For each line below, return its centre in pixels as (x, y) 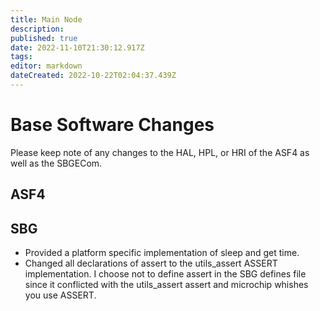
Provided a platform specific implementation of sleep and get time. (162, 253)
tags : (21, 57)
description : (37, 29)
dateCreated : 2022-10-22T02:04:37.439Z (93, 76)
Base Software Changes (112, 125)
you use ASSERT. (60, 295)
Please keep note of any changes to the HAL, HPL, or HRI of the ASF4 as (160, 152)
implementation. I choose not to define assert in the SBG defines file (165, 274)
